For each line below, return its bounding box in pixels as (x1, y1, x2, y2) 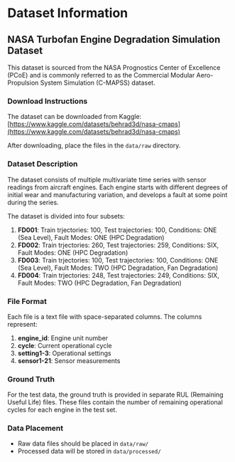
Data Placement (7, 424, 64, 434)
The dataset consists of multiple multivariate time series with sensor (7, 175, 207, 184)
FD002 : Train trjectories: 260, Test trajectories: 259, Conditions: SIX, (17, 241, 219, 249)
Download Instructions (7, 96, 88, 106)
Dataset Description (7, 159, 78, 169)
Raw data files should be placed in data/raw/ (17, 439, 149, 448)
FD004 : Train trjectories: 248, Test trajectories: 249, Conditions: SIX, (17, 271, 220, 279)
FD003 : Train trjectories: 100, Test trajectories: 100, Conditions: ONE (17, 256, 219, 264)
